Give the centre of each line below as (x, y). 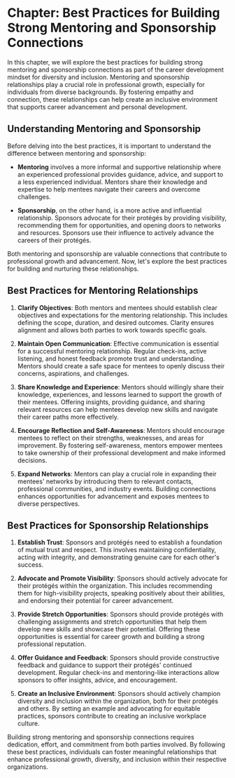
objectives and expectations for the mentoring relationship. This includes (122, 315)
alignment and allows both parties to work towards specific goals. (112, 330)
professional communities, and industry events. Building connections (117, 488)
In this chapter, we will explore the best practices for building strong (105, 62)
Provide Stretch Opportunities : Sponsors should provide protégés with (120, 615)
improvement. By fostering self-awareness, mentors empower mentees (120, 445)
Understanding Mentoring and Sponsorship (104, 129)
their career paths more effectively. (68, 417)
